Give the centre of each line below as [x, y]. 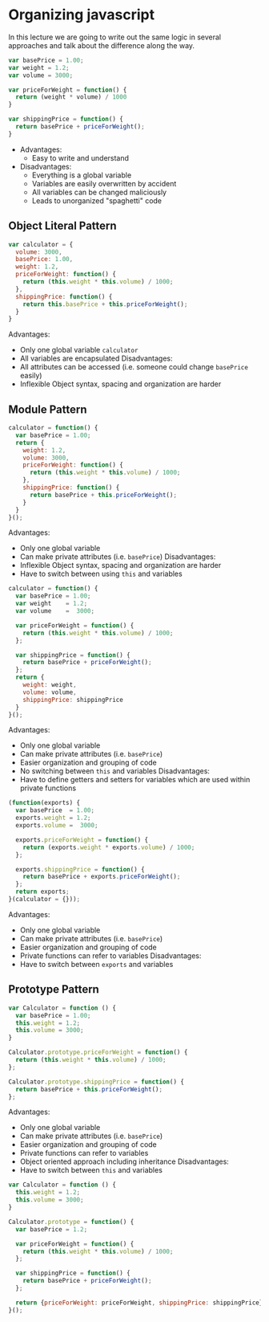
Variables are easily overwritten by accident [104, 183]
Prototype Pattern [54, 989]
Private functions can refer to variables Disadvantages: [110, 955]
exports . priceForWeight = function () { [82, 840]
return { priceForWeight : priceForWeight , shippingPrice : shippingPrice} [139, 1303]
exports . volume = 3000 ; [57, 826]
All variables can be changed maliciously [99, 192]
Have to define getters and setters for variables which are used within [135, 780]
